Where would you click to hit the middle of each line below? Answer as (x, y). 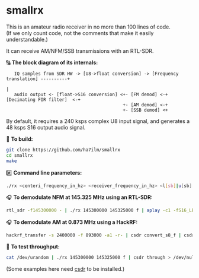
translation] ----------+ (38, 79)
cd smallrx (20, 155)
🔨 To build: (20, 139)
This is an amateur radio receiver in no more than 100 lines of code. (88, 27)
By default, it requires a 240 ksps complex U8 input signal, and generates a (98, 121)
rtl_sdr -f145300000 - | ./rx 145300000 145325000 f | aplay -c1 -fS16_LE (100, 211)
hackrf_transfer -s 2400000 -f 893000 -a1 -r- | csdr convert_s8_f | (94, 235)
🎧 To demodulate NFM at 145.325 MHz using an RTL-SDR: (79, 197)
